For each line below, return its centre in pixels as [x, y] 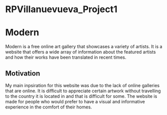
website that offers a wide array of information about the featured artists [80, 52]
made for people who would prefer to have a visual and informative [75, 101]
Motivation [23, 73]
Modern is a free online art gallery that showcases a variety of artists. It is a [84, 47]
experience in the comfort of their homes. [49, 107]
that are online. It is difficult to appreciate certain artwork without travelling [83, 91]
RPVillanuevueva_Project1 [61, 9]
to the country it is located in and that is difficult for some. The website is [81, 96]
